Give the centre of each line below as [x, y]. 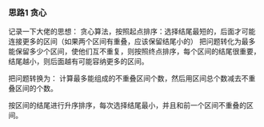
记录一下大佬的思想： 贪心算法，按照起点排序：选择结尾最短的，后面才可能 [132, 32]
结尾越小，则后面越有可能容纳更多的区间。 [78, 62]
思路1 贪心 [28, 12]
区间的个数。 [36, 89]
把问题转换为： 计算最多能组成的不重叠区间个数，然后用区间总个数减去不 [128, 78]
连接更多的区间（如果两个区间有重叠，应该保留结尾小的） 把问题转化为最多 [132, 42]
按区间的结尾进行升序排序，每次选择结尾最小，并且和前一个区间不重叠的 [127, 105]
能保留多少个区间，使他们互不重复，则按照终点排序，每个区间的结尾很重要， [134, 52]
